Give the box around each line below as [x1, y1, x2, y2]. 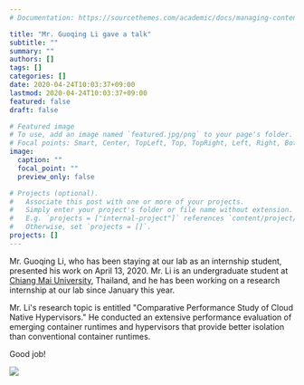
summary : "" [9, 46, 54, 55]
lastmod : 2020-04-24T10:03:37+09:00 [9, 88, 147, 98]
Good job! [9, 348, 47, 359]
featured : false [9, 97, 71, 106]
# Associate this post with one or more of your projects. [9, 197, 245, 207]
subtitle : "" [9, 38, 59, 47]
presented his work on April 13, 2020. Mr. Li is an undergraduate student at [9, 265, 289, 276]
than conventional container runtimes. [9, 331, 151, 342]
